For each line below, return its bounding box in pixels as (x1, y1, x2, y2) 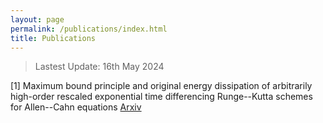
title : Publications (10, 33, 97, 43)
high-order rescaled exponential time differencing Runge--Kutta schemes (10, 91, 313, 103)
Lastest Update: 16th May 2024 (34, 61, 165, 73)
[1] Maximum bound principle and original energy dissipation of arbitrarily (10, 80, 313, 92)
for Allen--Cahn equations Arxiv (10, 101, 142, 113)
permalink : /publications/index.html (10, 24, 168, 34)
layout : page (10, 14, 65, 25)
